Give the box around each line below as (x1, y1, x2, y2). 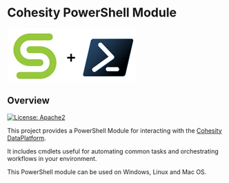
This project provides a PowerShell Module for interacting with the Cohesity (7, 126, 222, 135)
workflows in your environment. (7, 154, 97, 162)
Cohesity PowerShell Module (7, 5, 177, 21)
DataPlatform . (7, 133, 46, 142)
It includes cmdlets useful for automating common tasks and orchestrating (7, 147, 219, 155)
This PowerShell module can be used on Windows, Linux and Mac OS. (7, 167, 207, 176)
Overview (7, 95, 50, 107)
